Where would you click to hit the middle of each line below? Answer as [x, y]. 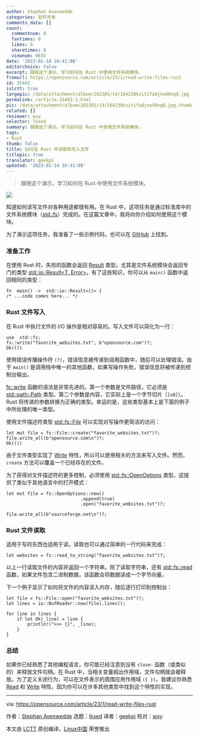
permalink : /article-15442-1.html [49, 99]
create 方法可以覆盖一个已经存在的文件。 [56, 462]
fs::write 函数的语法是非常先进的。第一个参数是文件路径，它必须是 [87, 387]
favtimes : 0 [26, 39]
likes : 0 [22, 45]
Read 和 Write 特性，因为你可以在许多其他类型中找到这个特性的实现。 [91, 687]
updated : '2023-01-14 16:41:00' [46, 166]
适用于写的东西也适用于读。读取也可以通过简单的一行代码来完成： [86, 544]
